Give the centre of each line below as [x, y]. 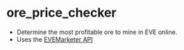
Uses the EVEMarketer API [55, 39]
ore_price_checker [61, 13]
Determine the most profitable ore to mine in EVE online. [97, 32]
